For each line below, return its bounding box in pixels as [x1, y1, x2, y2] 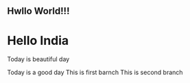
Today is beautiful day [7, 55, 70, 63]
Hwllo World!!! [7, 5, 70, 17]
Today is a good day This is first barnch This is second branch [7, 68, 183, 77]
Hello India [7, 33, 69, 48]
